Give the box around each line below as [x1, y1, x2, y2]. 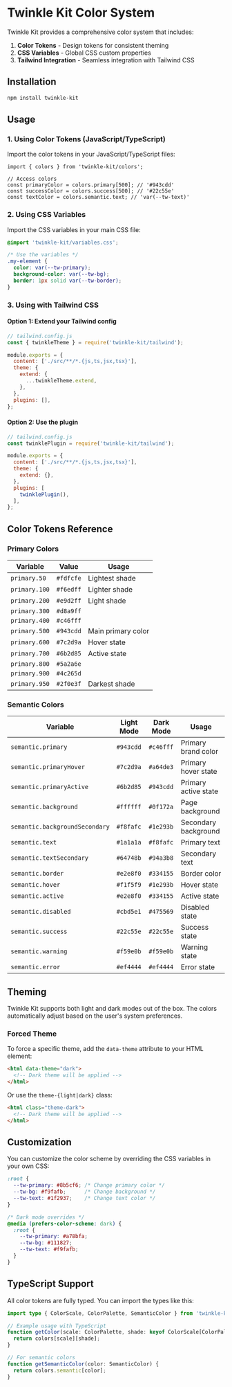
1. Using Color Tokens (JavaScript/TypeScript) [7, 134, 166, 143]
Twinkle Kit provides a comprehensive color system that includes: [7, 28, 195, 36]
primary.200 [10, 597, 50, 604]
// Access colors [7, 175, 57, 183]
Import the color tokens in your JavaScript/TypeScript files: [7, 150, 175, 159]
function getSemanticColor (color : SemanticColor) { [7, 1360, 159, 1368]
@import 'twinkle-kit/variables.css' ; [7, 239, 119, 246]
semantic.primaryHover [10, 763, 85, 771]
